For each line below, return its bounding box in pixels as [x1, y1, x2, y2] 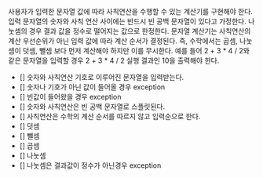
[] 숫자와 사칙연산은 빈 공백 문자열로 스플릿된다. [19, 102, 166, 111]
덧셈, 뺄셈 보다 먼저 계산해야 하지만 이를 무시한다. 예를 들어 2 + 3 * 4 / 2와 [22, 46, 250, 55]
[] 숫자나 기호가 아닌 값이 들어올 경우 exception [19, 82, 166, 92]
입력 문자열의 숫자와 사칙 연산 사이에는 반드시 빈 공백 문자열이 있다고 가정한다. [8, 16, 247, 26]
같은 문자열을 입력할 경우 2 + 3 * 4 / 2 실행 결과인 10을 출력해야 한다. [8, 56, 220, 65]
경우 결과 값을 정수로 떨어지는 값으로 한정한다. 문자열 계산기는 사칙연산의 [28, 27, 251, 35]
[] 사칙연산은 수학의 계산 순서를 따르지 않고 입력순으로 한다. [19, 112, 201, 121]
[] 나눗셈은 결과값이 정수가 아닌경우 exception [19, 161, 162, 170]
